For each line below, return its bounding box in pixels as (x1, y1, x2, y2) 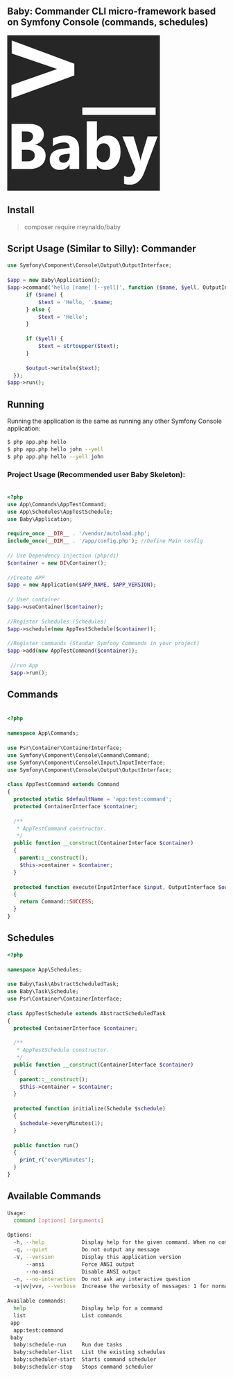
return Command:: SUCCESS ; (19, 899, 95, 906)
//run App (10, 662, 39, 669)
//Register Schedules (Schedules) (7, 618, 107, 625)
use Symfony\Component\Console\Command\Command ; (7, 751, 150, 759)
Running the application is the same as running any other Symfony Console (7, 417, 222, 426)
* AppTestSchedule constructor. (16, 1046, 110, 1054)
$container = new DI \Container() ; (7, 559, 107, 567)
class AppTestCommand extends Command (7, 781, 119, 788)
